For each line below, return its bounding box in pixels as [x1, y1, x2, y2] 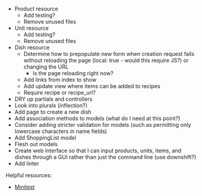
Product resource [14, 5, 58, 12]
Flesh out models [14, 141, 58, 147]
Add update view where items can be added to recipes [23, 83, 161, 90]
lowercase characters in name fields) [14, 127, 107, 135]
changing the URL [23, 63, 69, 70]
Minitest [14, 183, 35, 191]
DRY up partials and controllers [14, 95, 93, 103]
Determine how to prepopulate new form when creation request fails [23, 50, 195, 57]
